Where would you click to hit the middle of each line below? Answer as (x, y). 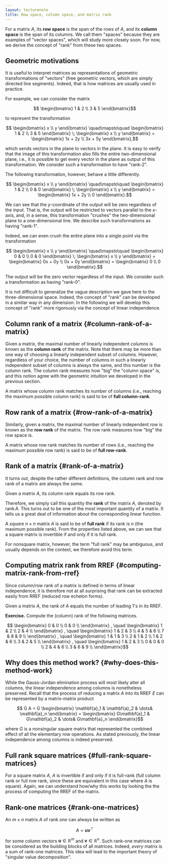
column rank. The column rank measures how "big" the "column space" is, (83, 370)
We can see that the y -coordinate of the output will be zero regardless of (81, 205)
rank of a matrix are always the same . (44, 483)
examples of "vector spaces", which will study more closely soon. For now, (83, 40)
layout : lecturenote (27, 10)
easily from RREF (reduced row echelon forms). (55, 596)
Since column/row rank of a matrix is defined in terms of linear (70, 585)
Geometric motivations (42, 61)
